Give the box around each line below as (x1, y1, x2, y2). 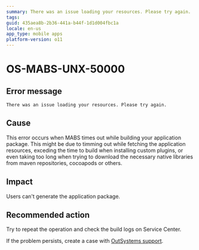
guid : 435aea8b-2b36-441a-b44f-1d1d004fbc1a (6, 20, 119, 26)
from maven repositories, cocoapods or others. (6, 159, 123, 166)
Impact (6, 177, 33, 187)
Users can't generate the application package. (6, 193, 121, 200)
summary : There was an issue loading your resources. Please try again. (6, 8, 191, 15)
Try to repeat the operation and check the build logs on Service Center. (6, 225, 182, 233)
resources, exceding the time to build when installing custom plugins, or (6, 147, 183, 154)
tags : (6, 14, 20, 20)
